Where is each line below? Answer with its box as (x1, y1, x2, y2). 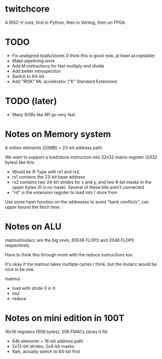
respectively (5, 242, 30, 248)
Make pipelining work (12, 57, 55, 64)
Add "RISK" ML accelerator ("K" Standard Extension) (12, 78, 118, 84)
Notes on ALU (5, 221, 61, 232)
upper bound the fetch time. (5, 204, 61, 210)
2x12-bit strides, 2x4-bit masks (12, 343, 74, 349)
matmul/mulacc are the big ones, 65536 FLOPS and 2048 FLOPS (5, 237, 134, 243)
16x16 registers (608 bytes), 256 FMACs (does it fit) (5, 328, 108, 334)
